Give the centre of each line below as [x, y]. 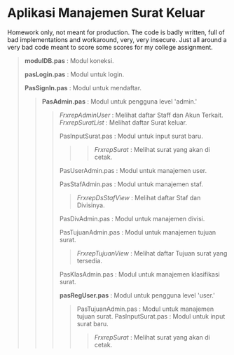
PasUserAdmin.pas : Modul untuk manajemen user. [133, 170]
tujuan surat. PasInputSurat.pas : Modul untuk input [151, 316]
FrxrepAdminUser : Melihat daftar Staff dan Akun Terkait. [141, 115]
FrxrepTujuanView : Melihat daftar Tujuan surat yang [152, 253]
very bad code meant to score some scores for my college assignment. [110, 47]
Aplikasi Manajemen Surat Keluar [106, 13]
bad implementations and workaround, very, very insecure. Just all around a [117, 39]
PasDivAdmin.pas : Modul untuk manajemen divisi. [132, 218]
